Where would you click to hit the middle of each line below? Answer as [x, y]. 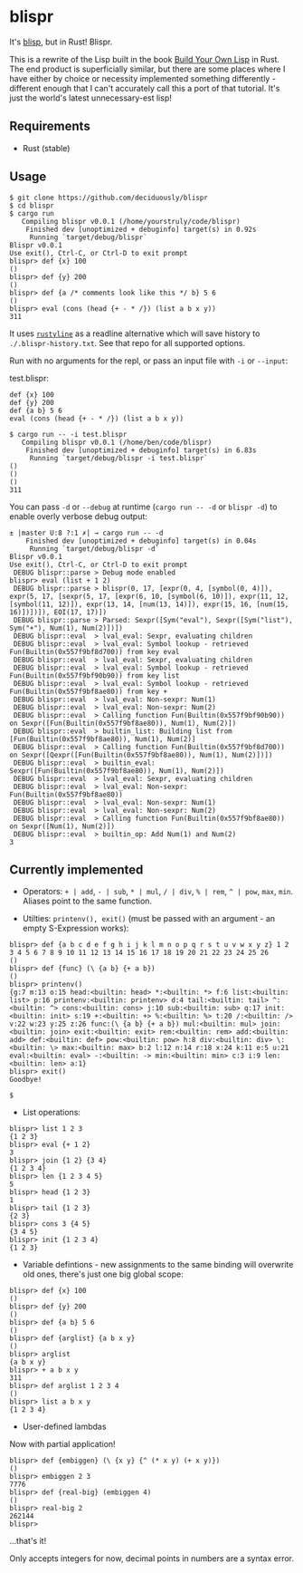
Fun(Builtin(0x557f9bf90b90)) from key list [95, 676]
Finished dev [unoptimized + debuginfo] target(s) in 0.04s [141, 541]
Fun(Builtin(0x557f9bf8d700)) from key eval [95, 651]
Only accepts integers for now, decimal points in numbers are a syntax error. [152, 1559]
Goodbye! [26, 1080]
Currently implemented [76, 869]
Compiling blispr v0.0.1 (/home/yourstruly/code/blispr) [131, 221]
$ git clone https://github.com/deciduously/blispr [109, 198]
